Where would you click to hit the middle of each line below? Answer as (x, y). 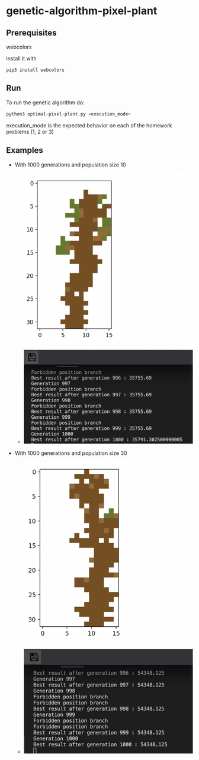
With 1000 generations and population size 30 (71, 453)
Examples (25, 150)
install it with (21, 58)
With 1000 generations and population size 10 (70, 165)
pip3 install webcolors (36, 70)
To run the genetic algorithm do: (45, 102)
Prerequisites (31, 33)
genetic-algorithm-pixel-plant (82, 11)
